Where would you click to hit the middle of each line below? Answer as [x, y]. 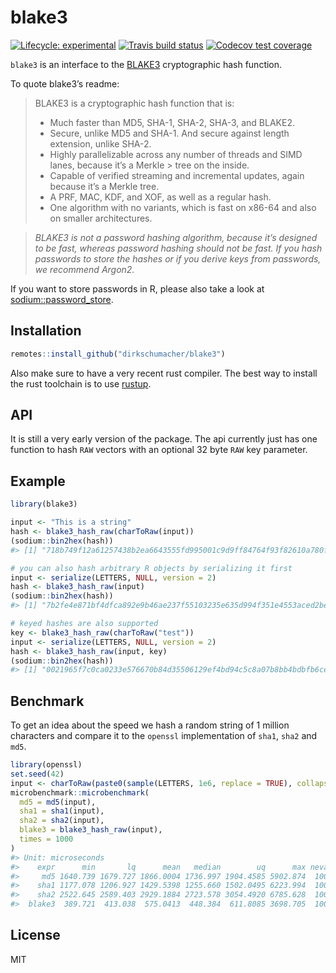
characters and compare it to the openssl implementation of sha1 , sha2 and [164, 736]
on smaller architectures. [101, 218]
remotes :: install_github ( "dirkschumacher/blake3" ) [118, 354]
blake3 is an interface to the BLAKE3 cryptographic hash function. [146, 64]
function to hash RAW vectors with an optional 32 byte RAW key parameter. [159, 450]
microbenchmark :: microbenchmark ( [80, 792]
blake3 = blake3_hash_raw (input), [91, 830]
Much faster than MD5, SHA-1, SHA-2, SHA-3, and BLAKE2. [172, 122]
